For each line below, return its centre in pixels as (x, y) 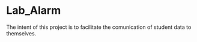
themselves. (21, 33)
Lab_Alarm (34, 10)
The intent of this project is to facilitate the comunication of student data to (99, 27)
